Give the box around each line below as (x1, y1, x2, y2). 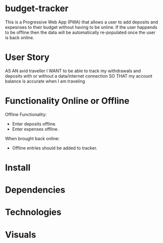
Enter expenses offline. (12, 126, 59, 132)
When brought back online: (5, 135, 60, 142)
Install (5, 162, 31, 173)
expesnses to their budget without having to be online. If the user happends (5, 24, 158, 30)
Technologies (5, 207, 62, 218)
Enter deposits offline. (12, 121, 57, 127)
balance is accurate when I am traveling (5, 78, 85, 84)
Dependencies (5, 184, 65, 196)
